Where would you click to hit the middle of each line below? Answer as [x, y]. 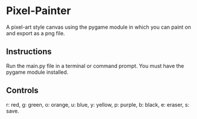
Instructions [29, 52]
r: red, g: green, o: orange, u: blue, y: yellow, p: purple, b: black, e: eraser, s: [98, 104]
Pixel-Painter [39, 11]
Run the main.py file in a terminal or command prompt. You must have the [95, 66]
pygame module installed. [37, 72]
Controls [22, 91]
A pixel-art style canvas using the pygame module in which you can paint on [98, 27]
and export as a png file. [36, 33]
